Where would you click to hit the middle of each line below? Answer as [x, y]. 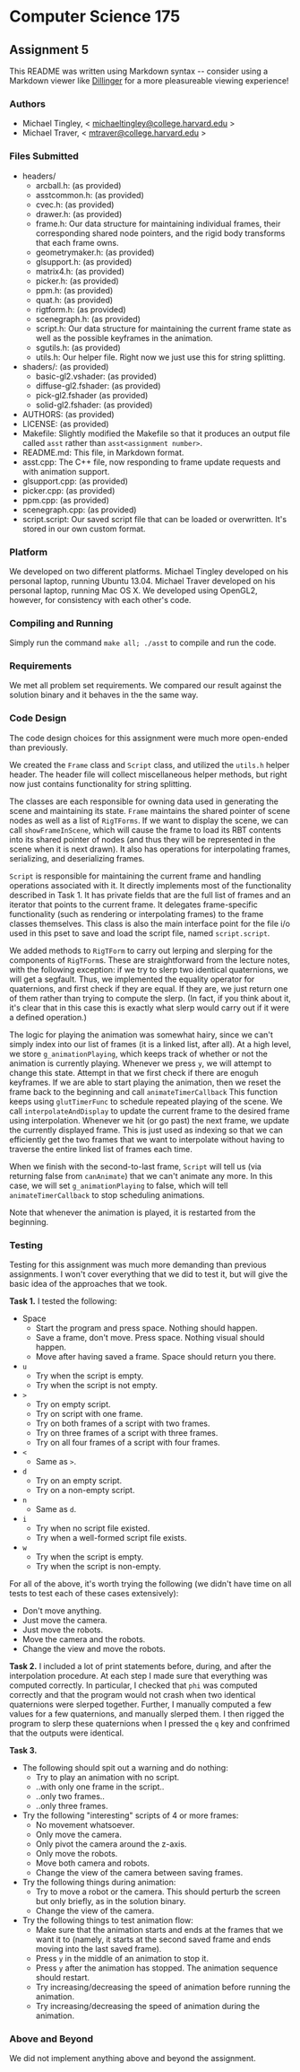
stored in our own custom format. [84, 529]
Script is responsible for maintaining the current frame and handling [135, 876]
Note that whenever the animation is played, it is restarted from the [133, 1212]
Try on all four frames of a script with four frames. [128, 1443]
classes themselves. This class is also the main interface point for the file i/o [150, 923]
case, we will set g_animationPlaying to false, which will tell [119, 1185]
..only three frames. [72, 1806]
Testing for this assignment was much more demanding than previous [138, 1265]
